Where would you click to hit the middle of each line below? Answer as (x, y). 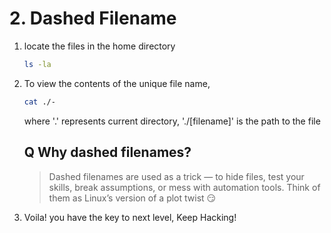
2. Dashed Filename (93, 18)
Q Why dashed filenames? (107, 152)
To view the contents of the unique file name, (117, 83)
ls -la (37, 64)
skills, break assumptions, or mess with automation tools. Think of (184, 187)
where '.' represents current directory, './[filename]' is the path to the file (172, 121)
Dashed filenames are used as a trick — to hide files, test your (176, 176)
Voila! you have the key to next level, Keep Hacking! (130, 217)
